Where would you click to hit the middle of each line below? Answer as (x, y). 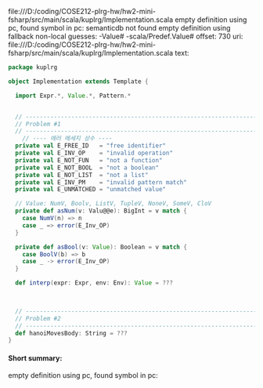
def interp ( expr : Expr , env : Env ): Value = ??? (94, 283)
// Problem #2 (38, 318)
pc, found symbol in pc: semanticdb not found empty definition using (119, 28)
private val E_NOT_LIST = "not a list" (82, 175)
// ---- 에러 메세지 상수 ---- (67, 139)
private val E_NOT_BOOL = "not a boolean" (87, 168)
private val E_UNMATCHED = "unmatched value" (91, 190)
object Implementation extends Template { (78, 82)
